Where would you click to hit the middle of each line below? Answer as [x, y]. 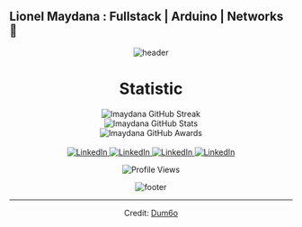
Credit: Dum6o [151, 213]
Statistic [151, 89]
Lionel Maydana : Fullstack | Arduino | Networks [147, 17]
